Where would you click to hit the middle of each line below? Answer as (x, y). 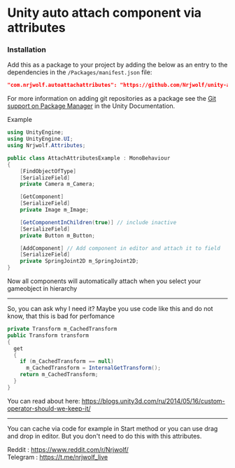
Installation (27, 50)
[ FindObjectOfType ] (48, 171)
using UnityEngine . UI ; (40, 139)
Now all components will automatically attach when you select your (104, 281)
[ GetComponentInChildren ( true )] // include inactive (98, 222)
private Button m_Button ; (58, 235)
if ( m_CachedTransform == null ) (67, 362)
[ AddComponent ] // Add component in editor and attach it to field (120, 248)
